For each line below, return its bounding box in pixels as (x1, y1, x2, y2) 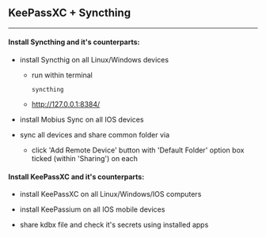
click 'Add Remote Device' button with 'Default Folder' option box (31, 145, 245, 155)
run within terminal (31, 70, 93, 80)
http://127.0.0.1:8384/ (31, 100, 101, 109)
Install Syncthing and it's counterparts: (8, 37, 140, 47)
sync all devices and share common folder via (19, 130, 170, 140)
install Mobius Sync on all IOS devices (19, 115, 144, 125)
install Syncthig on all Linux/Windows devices (19, 55, 169, 65)
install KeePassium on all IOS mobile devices (19, 205, 165, 214)
